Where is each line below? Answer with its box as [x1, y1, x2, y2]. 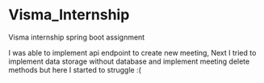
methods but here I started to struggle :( [8, 64, 141, 74]
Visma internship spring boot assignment [8, 32, 145, 42]
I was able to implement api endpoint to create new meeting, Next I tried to [8, 48, 257, 57]
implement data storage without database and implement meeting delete [8, 56, 250, 66]
